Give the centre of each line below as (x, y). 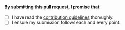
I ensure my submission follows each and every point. (66, 23)
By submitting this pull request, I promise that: (53, 7)
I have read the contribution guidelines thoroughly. (62, 17)
